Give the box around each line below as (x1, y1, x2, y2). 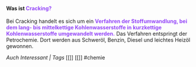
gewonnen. (6, 43, 34, 50)
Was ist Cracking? (6, 5, 52, 12)
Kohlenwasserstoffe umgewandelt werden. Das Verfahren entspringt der (6, 30, 188, 38)
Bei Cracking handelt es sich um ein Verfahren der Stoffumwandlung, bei (6, 18, 188, 25)
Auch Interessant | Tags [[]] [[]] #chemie (6, 54, 105, 61)
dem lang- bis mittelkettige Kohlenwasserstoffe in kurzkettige (6, 24, 162, 31)
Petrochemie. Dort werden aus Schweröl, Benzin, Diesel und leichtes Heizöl (6, 36, 191, 43)
